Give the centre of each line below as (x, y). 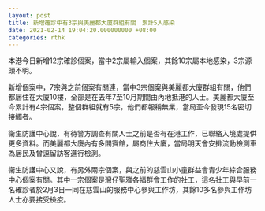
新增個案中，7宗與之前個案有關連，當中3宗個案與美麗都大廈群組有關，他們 (130, 87)
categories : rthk (37, 37)
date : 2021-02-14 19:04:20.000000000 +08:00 (82, 30)
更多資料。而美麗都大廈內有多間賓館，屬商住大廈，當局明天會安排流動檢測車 (132, 143)
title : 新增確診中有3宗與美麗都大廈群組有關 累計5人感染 (91, 23)
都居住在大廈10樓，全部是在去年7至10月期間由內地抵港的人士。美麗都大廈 (128, 97)
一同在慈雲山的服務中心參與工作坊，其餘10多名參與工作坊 (159, 190)
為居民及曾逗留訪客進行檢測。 (56, 154)
